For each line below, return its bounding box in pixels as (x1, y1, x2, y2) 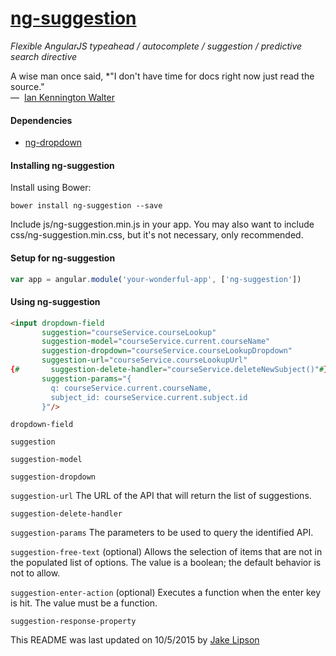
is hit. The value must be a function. (10, 597, 158, 609)
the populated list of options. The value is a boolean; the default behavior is (10, 557, 322, 569)
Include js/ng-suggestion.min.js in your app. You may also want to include (10, 218, 315, 231)
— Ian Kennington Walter (10, 91, 115, 103)
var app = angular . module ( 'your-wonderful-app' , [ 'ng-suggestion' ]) (10, 274, 302, 284)
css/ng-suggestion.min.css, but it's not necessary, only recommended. (10, 229, 304, 241)
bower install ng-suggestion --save (10, 201, 163, 211)
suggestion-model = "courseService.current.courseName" (41, 337, 271, 347)
